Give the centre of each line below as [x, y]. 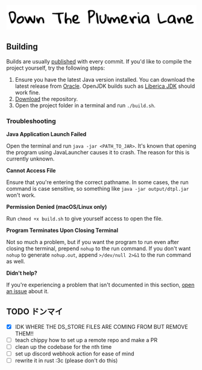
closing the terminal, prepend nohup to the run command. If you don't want [99, 249]
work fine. [27, 92]
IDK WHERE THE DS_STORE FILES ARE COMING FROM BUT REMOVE [101, 326]
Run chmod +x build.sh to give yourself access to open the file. [85, 219]
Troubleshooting [31, 121]
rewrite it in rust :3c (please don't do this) [66, 361]
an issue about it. [28, 291]
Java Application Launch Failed [46, 134]
